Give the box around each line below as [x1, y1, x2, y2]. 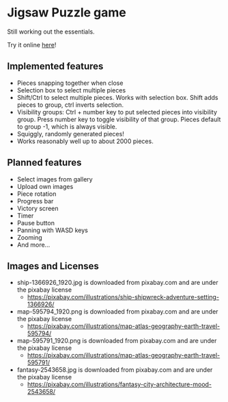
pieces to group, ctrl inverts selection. [16, 101, 124, 109]
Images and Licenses [7, 260, 99, 272]
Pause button [16, 218, 55, 227]
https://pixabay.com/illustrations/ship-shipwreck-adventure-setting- [27, 293, 220, 301]
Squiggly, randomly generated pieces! [16, 129, 124, 138]
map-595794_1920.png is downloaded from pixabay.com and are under [16, 307, 218, 316]
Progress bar [16, 197, 54, 205]
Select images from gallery [16, 175, 94, 183]
